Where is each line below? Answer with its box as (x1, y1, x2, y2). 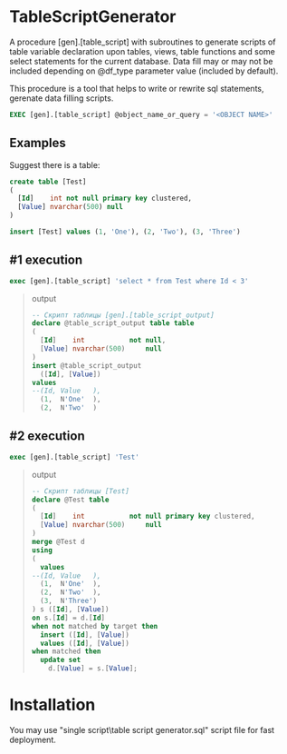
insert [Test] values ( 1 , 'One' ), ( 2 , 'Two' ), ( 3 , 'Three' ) (9, 227, 242, 236)
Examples (9, 135, 66, 151)
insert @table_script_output (31, 361, 142, 370)
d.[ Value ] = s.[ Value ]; (48, 664, 138, 673)
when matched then (31, 647, 101, 656)
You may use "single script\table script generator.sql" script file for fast (9, 724, 274, 735)
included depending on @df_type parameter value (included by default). (9, 65, 279, 76)
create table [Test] (9, 177, 88, 186)
